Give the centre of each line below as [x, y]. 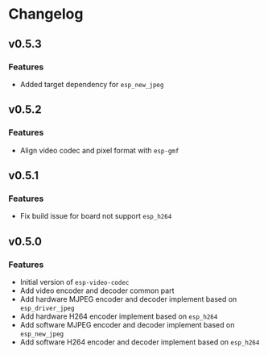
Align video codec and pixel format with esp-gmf [99, 150]
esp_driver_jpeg [47, 308]
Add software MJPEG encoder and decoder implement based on [127, 324]
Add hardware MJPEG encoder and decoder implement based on [128, 299]
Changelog [46, 14]
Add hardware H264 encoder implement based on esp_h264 [119, 316]
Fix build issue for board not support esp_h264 [96, 216]
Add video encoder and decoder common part [97, 290]
